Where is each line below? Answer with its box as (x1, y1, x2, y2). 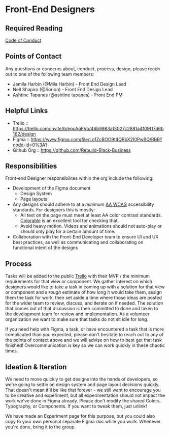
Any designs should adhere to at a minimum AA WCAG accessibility (12, 201, 154, 207)
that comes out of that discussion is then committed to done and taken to (5, 306, 158, 312)
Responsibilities (5, 162, 57, 171)
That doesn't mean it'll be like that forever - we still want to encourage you (5, 387, 161, 393)
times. (5, 348, 18, 354)
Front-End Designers (5, 4, 95, 15)
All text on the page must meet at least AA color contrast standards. (20, 212, 162, 219)
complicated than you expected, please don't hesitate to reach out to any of (5, 332, 164, 338)
